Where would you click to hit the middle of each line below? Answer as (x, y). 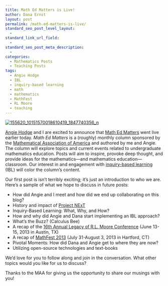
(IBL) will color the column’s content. (43, 170)
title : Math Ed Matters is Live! (40, 10)
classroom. (17, 164)
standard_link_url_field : (32, 38)
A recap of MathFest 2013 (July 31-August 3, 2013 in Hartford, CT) (81, 237)
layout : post (19, 19)
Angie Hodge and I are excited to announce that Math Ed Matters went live (82, 132)
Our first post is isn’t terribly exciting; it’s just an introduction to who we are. (83, 180)
